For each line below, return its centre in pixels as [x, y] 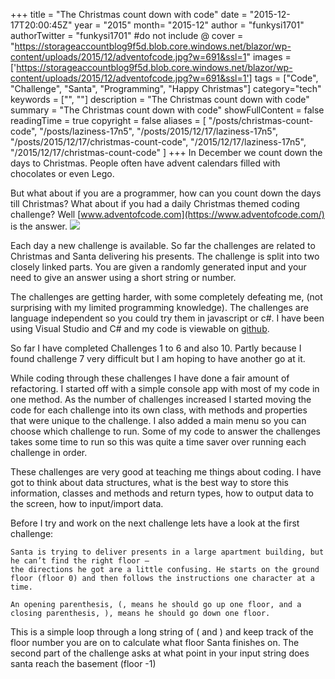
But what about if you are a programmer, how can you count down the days [166, 193]
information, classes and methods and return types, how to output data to [162, 493]
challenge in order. [49, 452]
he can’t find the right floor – [80, 561]
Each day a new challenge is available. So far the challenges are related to [163, 245]
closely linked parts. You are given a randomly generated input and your [158, 267]
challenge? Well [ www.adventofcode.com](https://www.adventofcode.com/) [167, 214]
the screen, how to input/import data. [87, 503]
